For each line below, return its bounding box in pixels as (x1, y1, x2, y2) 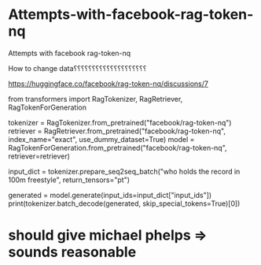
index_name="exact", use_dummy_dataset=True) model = (8, 134, 195, 144)
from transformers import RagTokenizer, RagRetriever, (8, 94, 183, 103)
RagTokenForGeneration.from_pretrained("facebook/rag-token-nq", (8, 143, 227, 152)
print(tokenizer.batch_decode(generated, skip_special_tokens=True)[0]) (8, 199, 241, 208)
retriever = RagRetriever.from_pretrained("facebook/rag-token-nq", (8, 126, 226, 136)
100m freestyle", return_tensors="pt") (8, 175, 130, 185)
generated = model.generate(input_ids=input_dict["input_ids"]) (8, 190, 212, 200)
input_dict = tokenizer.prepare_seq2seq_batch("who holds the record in (8, 166, 241, 176)
